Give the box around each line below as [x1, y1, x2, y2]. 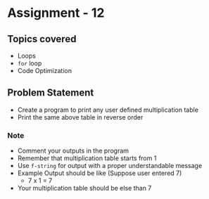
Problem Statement [7, 86, 94, 99]
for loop [17, 59, 42, 68]
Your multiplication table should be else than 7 [17, 184, 152, 193]
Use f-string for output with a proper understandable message [17, 162, 203, 170]
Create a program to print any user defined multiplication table [17, 105, 199, 114]
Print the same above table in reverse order [17, 113, 144, 121]
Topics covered [7, 33, 77, 45]
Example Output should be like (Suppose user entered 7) [17, 169, 182, 177]
